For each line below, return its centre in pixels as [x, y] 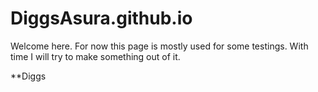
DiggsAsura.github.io [101, 18]
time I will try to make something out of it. [95, 56]
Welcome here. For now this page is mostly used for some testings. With [159, 46]
